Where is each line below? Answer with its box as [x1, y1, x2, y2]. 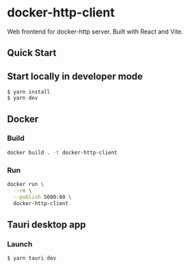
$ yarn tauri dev [7, 255, 57, 262]
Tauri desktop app [7, 219, 86, 230]
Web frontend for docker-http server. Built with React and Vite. [7, 27, 183, 36]
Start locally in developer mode [7, 70, 144, 82]
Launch [7, 239, 33, 249]
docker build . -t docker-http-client [7, 149, 118, 156]
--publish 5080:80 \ [13, 193, 72, 200]
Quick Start [7, 47, 57, 59]
